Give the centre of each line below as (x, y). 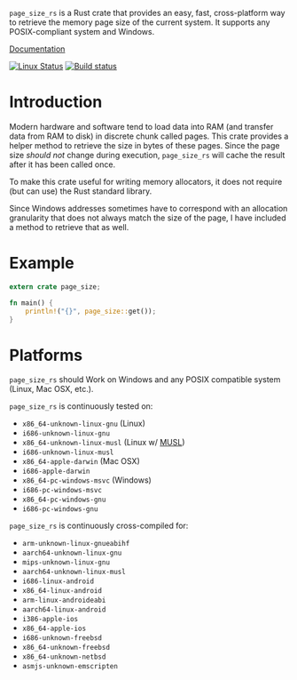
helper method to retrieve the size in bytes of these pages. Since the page (145, 145)
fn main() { (31, 303)
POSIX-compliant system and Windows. (82, 32)
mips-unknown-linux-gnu (66, 563)
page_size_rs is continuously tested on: (81, 406)
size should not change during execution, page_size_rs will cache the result (147, 155)
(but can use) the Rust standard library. (81, 191)
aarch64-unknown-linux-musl (74, 572)
